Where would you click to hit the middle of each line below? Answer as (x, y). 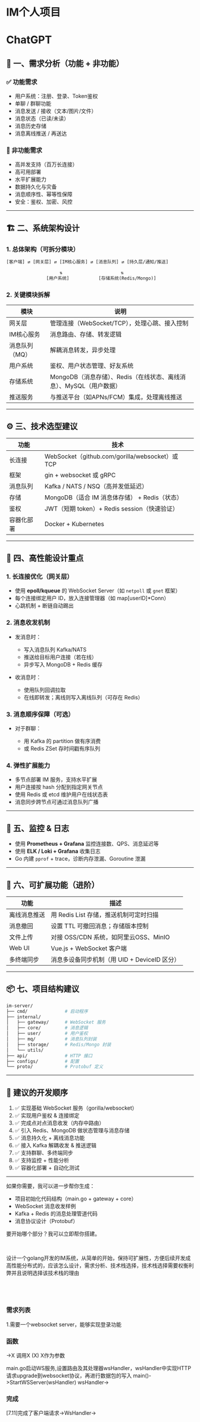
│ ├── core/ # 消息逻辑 (47, 1028)
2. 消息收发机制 (28, 623)
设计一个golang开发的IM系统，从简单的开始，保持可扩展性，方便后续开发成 (99, 1258)
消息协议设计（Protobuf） (46, 1221)
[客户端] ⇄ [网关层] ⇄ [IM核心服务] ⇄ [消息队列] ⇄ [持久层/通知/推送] (87, 262)
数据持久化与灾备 (36, 187)
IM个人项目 (33, 12)
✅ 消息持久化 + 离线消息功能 (50, 1138)
